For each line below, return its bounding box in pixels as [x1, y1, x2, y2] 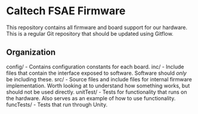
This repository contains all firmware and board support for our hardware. [6, 24, 188, 31]
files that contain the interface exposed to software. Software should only [6, 69, 187, 77]
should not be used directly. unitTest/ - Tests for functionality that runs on [6, 88, 187, 96]
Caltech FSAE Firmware [6, 4, 126, 18]
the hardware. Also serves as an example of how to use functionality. [6, 94, 176, 102]
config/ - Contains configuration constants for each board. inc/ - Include [6, 63, 184, 70]
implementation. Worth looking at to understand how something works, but [6, 82, 190, 89]
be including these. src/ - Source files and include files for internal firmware [6, 75, 192, 83]
